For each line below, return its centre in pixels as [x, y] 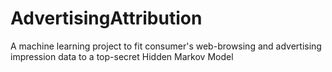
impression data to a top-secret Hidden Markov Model [122, 56]
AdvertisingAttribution [106, 18]
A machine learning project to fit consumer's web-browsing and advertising [166, 46]
